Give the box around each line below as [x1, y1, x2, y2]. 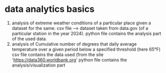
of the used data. [11, 36, 47, 42]
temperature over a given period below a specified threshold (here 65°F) [11, 46, 161, 52]
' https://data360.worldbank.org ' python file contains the [11, 57, 127, 63]
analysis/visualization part [11, 62, 66, 68]
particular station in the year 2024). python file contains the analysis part [11, 30, 162, 36]
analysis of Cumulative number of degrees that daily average [11, 41, 137, 47]
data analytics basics [4, 3, 95, 15]
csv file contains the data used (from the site [11, 51, 104, 58]
